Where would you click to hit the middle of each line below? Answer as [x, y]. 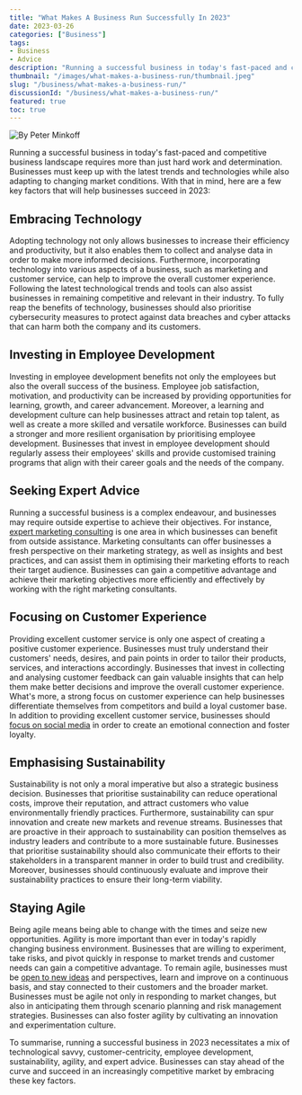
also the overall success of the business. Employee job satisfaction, [134, 386]
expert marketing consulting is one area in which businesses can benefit [144, 531]
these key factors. [43, 1081]
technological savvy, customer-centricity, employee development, [132, 1052]
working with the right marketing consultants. [93, 589]
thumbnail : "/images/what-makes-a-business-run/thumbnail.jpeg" [132, 76]
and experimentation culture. [63, 1025]
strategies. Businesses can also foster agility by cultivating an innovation [144, 1016]
